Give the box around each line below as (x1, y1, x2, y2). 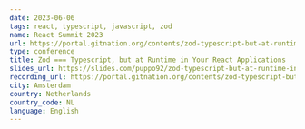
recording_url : (9, 73, 67, 82)
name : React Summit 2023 (9, 30, 103, 39)
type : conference (9, 47, 75, 56)
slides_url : (9, 64, 54, 74)
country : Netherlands (9, 89, 92, 98)
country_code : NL (9, 97, 75, 107)
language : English (9, 106, 79, 115)
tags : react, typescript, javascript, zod (9, 22, 172, 31)
